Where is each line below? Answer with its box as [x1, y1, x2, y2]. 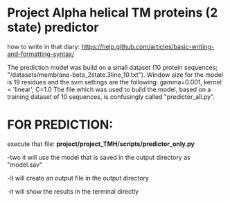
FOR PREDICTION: [7, 117, 114, 133]
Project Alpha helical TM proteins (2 [7, 5, 218, 21]
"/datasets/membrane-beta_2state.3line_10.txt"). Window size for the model [7, 71, 224, 79]
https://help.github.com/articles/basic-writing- [81, 42, 215, 50]
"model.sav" [7, 160, 43, 169]
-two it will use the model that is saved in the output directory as [7, 153, 191, 161]
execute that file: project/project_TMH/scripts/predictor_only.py [7, 140, 195, 148]
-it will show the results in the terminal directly [7, 187, 139, 195]
